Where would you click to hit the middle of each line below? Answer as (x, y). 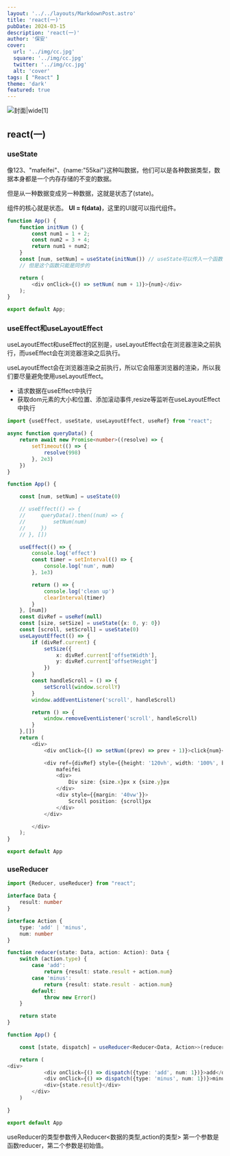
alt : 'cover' (32, 71)
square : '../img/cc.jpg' (49, 58)
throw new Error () (70, 997)
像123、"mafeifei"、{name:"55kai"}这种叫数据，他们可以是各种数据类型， (111, 170)
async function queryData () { (50, 433)
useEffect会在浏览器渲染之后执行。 (75, 353)
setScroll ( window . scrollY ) (82, 687)
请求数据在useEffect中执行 (54, 391)
